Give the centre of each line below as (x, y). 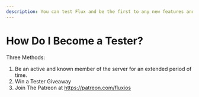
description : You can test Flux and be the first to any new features (95, 12)
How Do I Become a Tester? (75, 41)
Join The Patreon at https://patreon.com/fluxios (73, 88)
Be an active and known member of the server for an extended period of (103, 69)
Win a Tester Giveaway (43, 81)
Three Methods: (26, 57)
